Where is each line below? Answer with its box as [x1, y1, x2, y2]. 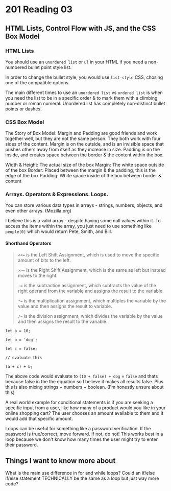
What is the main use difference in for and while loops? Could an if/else [5, 470, 155, 476]
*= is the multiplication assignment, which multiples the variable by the [17, 297, 166, 303]
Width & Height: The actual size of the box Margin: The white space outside [5, 162, 164, 168]
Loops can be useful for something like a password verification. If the [5, 425, 151, 431]
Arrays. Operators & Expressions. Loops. [5, 191, 109, 198]
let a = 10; [5, 328, 31, 333]
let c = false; [5, 346, 38, 351]
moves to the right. [17, 272, 58, 278]
